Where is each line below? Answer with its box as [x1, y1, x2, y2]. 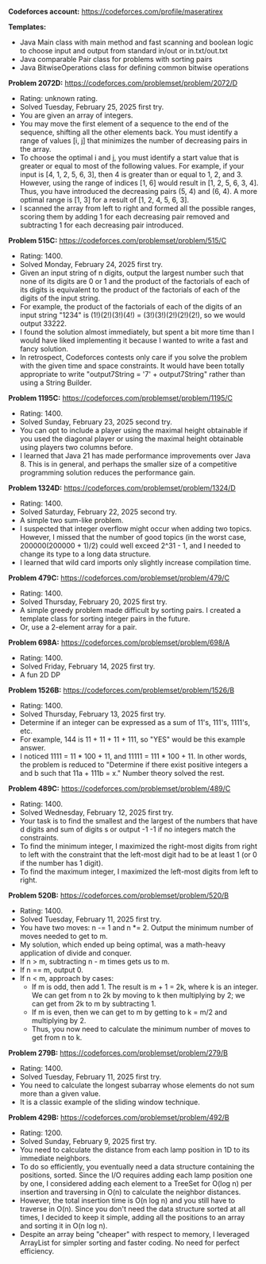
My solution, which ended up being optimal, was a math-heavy [19, 940, 226, 949]
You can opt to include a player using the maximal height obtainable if [19, 425, 248, 435]
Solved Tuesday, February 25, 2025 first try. [19, 103, 164, 111]
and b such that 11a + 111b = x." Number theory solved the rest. [19, 769, 225, 777]
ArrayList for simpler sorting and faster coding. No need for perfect [19, 1238, 240, 1247]
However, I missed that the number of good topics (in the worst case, [19, 533, 246, 541]
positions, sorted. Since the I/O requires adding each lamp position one [19, 1170, 253, 1180]
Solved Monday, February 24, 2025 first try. [19, 260, 163, 269]
